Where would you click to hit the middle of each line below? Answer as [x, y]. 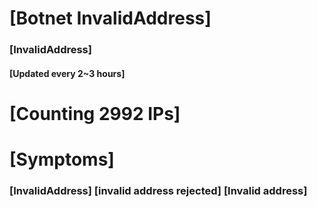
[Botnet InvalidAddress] [110, 18]
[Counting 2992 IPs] [95, 113]
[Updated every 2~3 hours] [67, 73]
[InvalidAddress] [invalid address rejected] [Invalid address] [158, 190]
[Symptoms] [62, 159]
